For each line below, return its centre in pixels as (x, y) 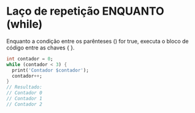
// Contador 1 (25, 99)
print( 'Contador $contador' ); (50, 70)
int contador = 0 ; (30, 59)
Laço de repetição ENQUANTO (85, 11)
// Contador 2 (25, 104)
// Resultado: (25, 87)
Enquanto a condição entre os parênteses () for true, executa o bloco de (97, 41)
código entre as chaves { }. (40, 48)
